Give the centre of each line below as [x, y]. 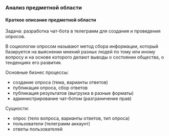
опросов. [15, 37]
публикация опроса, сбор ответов [50, 88]
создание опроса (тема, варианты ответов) [60, 83]
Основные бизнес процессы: [37, 72]
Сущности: [17, 108]
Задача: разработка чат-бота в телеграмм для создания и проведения [83, 31]
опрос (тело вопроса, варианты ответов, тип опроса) [71, 118]
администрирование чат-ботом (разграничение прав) [72, 99]
